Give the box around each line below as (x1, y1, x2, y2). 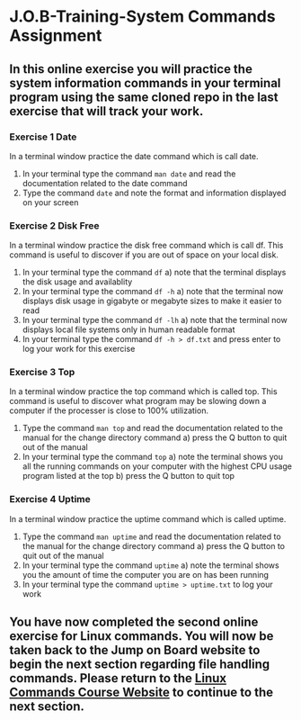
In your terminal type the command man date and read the (22, 168, 236, 179)
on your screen (22, 196, 79, 208)
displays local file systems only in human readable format (22, 324, 235, 335)
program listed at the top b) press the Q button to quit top (22, 471, 235, 481)
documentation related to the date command (22, 177, 188, 188)
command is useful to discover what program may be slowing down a (9, 396, 267, 407)
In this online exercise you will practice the (9, 61, 253, 76)
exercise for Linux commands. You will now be (9, 628, 274, 644)
